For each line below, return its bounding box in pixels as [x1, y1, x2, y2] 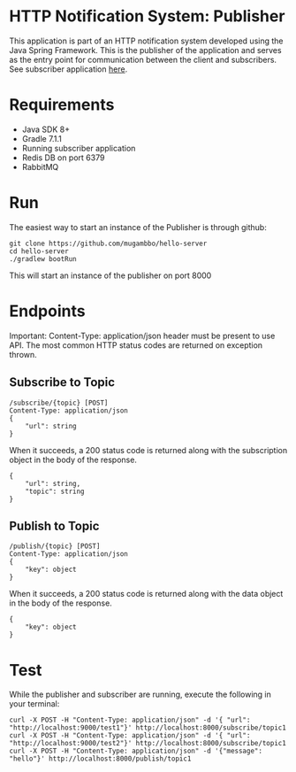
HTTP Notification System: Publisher [9, 6, 285, 27]
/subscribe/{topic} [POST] [9, 398, 109, 407]
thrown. [9, 349, 37, 359]
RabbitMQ [21, 161, 59, 172]
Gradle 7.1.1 [21, 133, 62, 143]
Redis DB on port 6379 [21, 152, 105, 163]
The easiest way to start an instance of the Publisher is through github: [9, 221, 267, 232]
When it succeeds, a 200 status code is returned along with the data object [9, 589, 284, 599]
